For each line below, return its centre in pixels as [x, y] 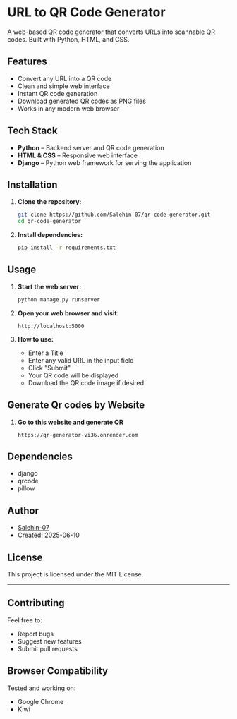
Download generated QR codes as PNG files [82, 101]
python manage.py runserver [59, 300]
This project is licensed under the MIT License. [75, 574]
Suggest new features [50, 641]
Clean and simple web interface [64, 86]
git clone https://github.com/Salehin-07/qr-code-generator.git [114, 215]
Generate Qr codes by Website [76, 405]
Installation [32, 185]
